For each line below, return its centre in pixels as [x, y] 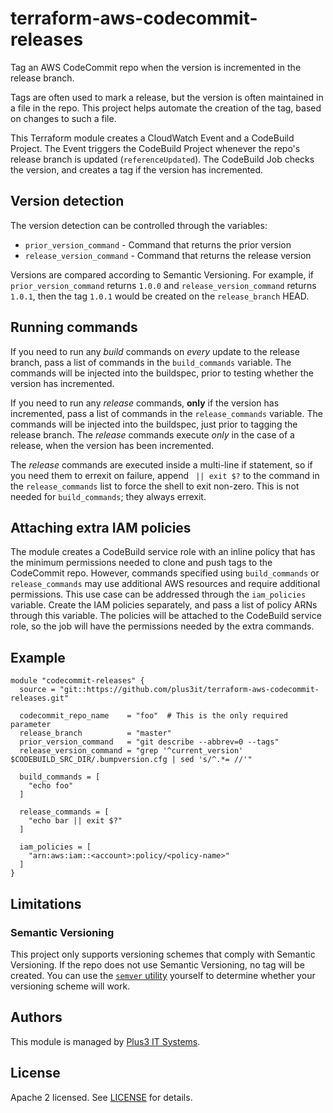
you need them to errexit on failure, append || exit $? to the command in [165, 475]
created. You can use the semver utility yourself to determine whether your [163, 975]
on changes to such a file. [63, 118]
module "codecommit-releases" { [77, 681]
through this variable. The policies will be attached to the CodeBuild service [166, 616]
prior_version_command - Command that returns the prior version [158, 244]
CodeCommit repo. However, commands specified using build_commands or [165, 573]
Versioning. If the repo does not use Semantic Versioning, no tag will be [157, 964]
